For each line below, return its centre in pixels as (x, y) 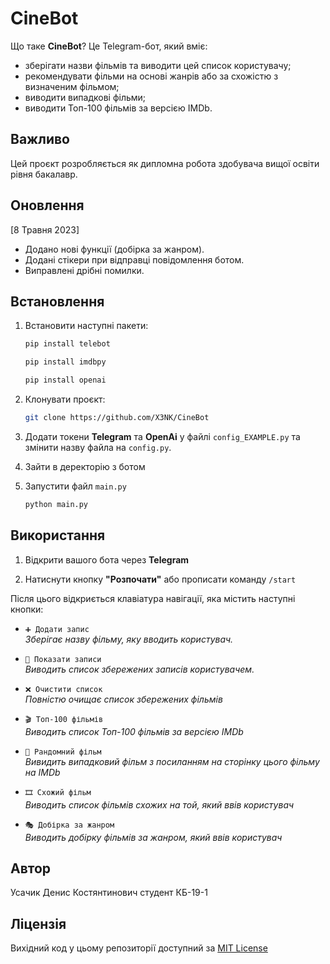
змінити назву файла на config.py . (98, 447)
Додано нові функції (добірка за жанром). (114, 249)
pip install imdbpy (65, 362)
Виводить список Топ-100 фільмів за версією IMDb (134, 731)
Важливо (40, 139)
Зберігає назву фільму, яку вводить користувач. (129, 639)
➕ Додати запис (57, 629)
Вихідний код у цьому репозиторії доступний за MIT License (139, 948)
